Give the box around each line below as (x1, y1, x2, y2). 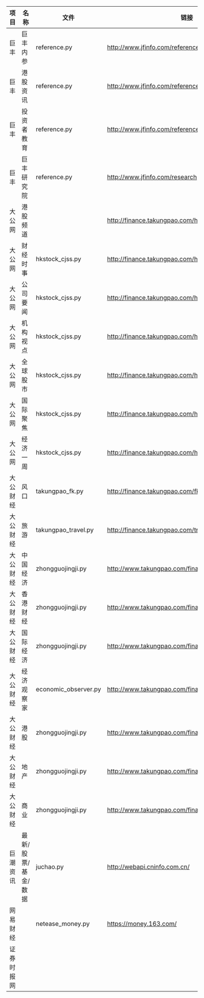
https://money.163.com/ (107, 920, 177, 928)
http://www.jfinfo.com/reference (107, 43, 200, 51)
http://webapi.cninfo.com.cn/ (107, 863, 190, 871)
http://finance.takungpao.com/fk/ (107, 487, 202, 495)
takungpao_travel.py (35, 526, 94, 534)
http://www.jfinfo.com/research (107, 173, 197, 181)
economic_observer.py (35, 685, 101, 693)
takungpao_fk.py (35, 487, 84, 495)
